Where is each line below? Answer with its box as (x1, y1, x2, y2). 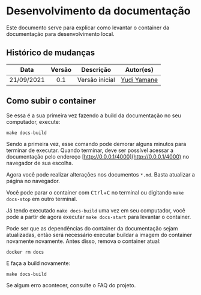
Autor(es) (125, 65, 154, 74)
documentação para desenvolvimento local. (6, 30, 115, 37)
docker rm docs (6, 249, 44, 255)
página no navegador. (6, 177, 60, 184)
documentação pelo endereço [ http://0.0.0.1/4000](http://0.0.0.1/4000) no (6, 153, 190, 160)
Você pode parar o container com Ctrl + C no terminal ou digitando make (6, 188, 184, 196)
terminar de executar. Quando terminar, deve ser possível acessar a (6, 147, 174, 154)
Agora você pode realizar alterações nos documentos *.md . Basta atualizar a (6, 171, 195, 178)
